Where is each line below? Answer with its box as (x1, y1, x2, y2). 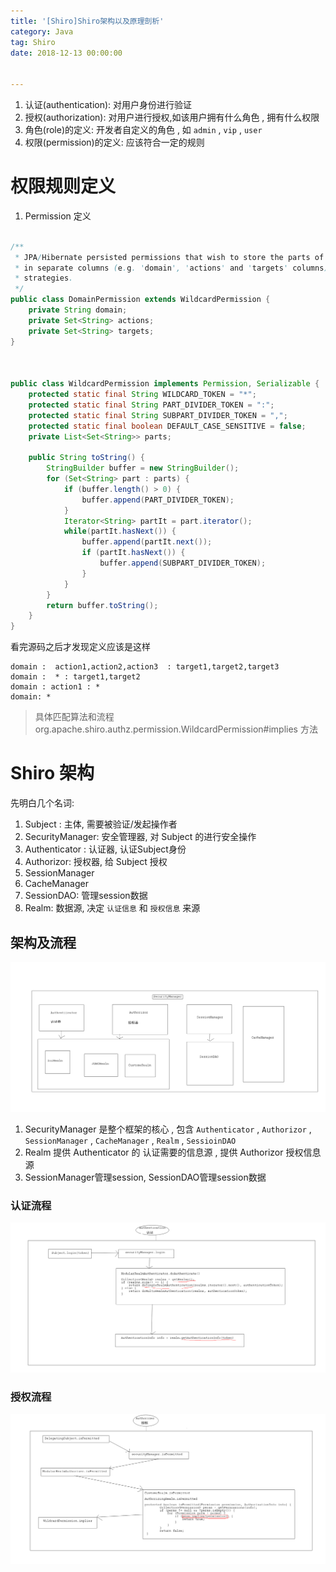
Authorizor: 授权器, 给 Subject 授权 (24, 856, 168, 868)
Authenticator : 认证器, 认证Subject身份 (24, 843, 187, 855)
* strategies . (14, 273, 74, 284)
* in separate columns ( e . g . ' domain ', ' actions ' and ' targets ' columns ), (14, 263, 333, 273)
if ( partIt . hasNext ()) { (81, 548, 186, 558)
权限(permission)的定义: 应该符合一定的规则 (24, 136, 205, 148)
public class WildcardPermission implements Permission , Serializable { (10, 379, 320, 389)
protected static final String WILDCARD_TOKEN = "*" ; (28, 390, 257, 400)
